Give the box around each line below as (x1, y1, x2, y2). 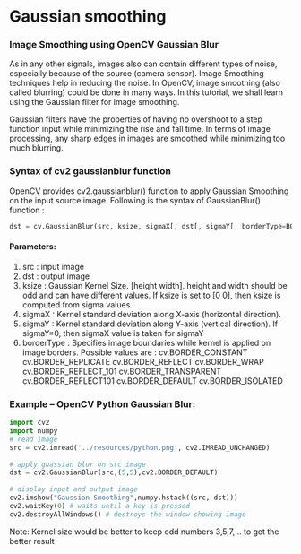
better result (9, 535, 56, 546)
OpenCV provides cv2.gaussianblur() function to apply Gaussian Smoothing (9, 186, 289, 196)
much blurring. (9, 143, 64, 153)
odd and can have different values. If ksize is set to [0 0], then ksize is (21, 290, 281, 300)
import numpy (9, 427, 58, 436)
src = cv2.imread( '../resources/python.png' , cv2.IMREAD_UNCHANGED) (9, 443, 271, 452)
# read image (9, 435, 58, 444)
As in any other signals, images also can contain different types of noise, (9, 58, 278, 69)
